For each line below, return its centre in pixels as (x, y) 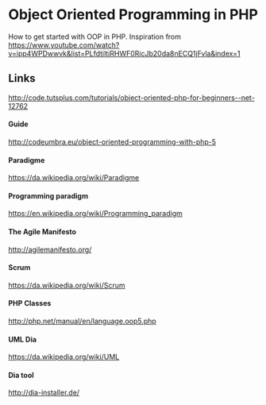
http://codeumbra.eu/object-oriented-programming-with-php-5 (112, 141)
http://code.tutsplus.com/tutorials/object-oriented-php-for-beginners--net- (132, 98)
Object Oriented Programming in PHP (133, 15)
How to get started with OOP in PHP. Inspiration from (94, 37)
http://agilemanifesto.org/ (50, 249)
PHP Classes (30, 303)
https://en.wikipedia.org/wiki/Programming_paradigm (95, 214)
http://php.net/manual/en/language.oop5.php (82, 321)
